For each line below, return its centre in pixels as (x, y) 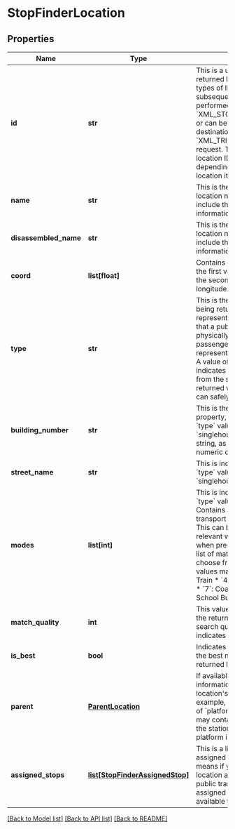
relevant (209, 536)
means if (210, 766)
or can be (211, 123)
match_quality (35, 622)
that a (205, 326)
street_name (32, 472)
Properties (31, 39)
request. (209, 149)
